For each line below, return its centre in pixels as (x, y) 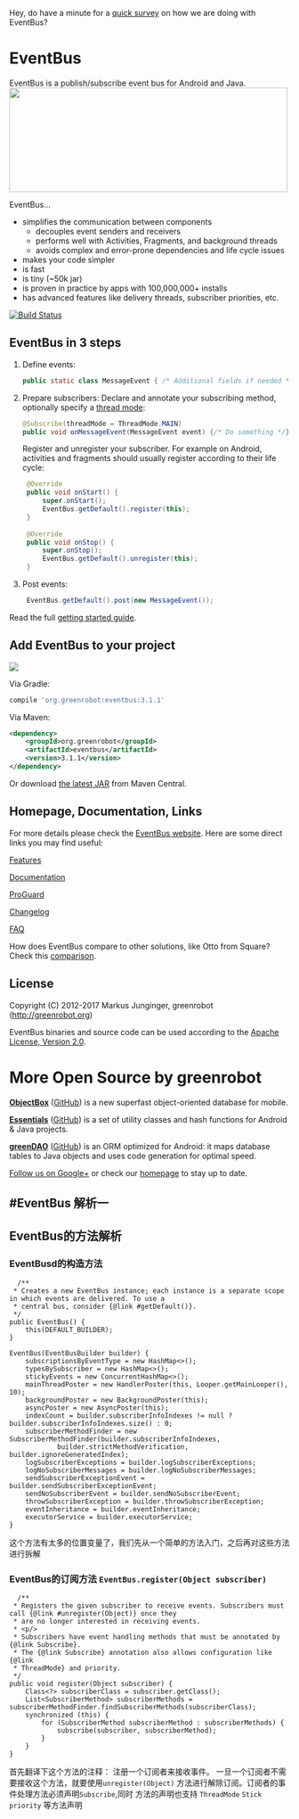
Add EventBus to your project (93, 646)
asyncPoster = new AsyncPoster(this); (97, 1408)
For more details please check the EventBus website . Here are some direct (146, 833)
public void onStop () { (70, 542)
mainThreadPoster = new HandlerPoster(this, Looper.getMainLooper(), (157, 1384)
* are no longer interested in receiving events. (107, 1621)
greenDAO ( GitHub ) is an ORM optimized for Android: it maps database (140, 1146)
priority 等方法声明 (46, 1805)
